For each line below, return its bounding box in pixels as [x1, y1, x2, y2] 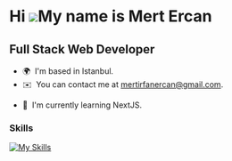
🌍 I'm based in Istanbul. [21, 66, 114, 76]
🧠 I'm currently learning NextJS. [21, 100, 143, 110]
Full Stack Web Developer [9, 42, 155, 57]
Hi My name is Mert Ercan [9, 6, 212, 27]
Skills [9, 122, 34, 134]
